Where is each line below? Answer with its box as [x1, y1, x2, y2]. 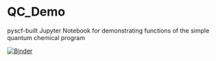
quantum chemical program [7, 33, 86, 41]
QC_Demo [7, 4, 66, 20]
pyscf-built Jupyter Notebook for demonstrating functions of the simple [7, 26, 210, 35]
